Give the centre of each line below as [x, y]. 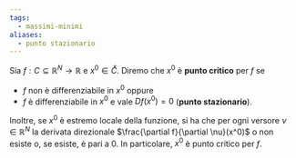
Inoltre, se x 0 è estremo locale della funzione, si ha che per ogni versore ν [148, 119]
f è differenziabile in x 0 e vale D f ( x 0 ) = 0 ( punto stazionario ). [138, 101]
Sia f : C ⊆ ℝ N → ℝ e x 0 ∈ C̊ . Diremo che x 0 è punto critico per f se [138, 69]
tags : [20, 18]
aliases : [26, 35]
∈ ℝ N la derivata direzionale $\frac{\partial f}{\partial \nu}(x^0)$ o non [142, 131]
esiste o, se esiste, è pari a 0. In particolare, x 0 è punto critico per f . [136, 143]
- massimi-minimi [51, 26]
